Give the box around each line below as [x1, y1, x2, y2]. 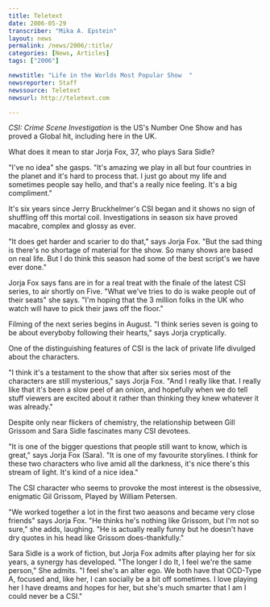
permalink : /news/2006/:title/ [8, 42, 114, 50]
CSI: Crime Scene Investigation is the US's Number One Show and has [8, 123, 243, 133]
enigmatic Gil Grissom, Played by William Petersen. [8, 492, 177, 501]
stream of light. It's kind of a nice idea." [8, 468, 139, 477]
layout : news [8, 34, 52, 43]
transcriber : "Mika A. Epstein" [8, 27, 117, 35]
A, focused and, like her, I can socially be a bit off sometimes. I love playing [8, 574, 258, 584]
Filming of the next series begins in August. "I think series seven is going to [8, 319, 259, 329]
